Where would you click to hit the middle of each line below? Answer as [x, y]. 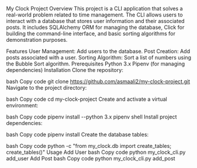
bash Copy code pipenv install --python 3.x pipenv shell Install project [92, 117]
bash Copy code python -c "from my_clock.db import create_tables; [89, 146]
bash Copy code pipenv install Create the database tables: [77, 134]
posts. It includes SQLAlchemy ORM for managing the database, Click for [95, 27]
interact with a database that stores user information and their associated [96, 21]
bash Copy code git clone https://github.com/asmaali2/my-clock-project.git [98, 81]
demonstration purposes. [37, 40]
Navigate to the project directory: [46, 88]
